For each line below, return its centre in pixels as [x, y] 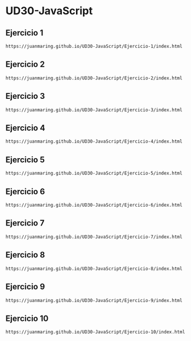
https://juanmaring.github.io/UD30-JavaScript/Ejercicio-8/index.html [94, 268]
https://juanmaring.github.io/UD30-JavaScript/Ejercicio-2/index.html [94, 78]
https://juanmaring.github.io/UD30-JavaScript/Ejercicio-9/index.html [94, 300]
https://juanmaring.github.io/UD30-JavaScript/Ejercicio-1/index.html [94, 46]
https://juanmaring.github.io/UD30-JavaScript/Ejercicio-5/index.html [94, 173]
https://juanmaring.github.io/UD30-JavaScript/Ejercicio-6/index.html [94, 205]
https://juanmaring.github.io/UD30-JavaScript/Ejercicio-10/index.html [95, 332]
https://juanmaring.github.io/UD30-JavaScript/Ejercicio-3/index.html [94, 110]
